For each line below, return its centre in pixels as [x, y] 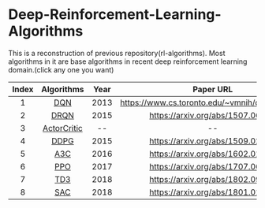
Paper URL [213, 89]
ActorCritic [62, 128]
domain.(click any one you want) [61, 69]
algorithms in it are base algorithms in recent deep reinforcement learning [128, 61]
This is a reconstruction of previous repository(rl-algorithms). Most [117, 53]
